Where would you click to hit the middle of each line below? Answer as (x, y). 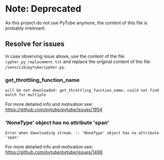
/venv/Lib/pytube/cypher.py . (35, 67)
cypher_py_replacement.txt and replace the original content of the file (78, 62)
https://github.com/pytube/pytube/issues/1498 (54, 152)
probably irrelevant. (26, 28)
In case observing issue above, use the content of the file (65, 56)
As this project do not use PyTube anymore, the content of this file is (76, 23)
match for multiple (26, 95)
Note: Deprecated (43, 9)
